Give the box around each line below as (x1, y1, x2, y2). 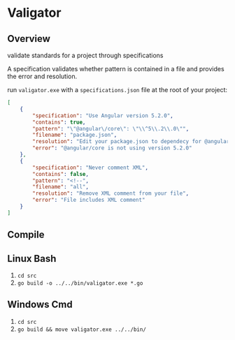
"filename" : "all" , (32, 184, 90, 191)
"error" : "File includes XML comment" (32, 197, 145, 204)
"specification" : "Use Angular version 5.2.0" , (32, 112, 173, 119)
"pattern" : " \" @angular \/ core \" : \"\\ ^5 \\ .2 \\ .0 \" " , (32, 125, 190, 132)
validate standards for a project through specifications (7, 51, 164, 59)
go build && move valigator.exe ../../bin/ (17, 326, 147, 333)
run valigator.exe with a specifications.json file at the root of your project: (7, 86, 228, 94)
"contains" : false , (32, 170, 90, 177)
